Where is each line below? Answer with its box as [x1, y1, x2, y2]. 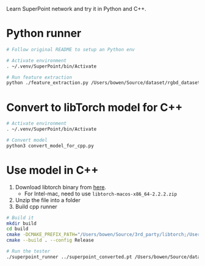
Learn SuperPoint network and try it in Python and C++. [6, 5, 146, 12]
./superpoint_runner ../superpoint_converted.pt [6, 254, 132, 260]
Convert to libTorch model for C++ [6, 100, 183, 114]
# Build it [6, 214, 34, 221]
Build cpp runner [15, 203, 58, 210]
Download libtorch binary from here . [15, 183, 107, 191]
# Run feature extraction [6, 74, 72, 80]
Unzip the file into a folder [15, 196, 81, 203]
